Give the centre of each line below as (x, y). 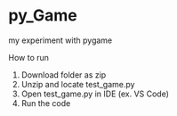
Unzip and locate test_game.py (78, 84)
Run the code (46, 103)
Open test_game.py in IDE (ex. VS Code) (95, 94)
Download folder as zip (64, 75)
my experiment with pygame (60, 40)
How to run (29, 57)
